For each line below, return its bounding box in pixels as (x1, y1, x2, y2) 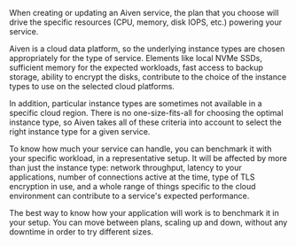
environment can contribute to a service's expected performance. (9, 190, 250, 201)
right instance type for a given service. (9, 127, 151, 136)
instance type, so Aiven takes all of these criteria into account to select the (9, 117, 282, 127)
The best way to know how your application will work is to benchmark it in (9, 208, 279, 218)
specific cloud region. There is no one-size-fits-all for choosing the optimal (9, 108, 284, 118)
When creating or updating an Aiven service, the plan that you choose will (9, 8, 279, 18)
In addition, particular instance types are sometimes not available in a (9, 98, 263, 109)
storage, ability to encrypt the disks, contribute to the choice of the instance (9, 72, 287, 82)
